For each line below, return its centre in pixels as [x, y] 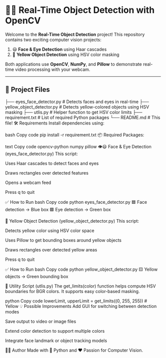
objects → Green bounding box [37, 276]
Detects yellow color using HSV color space [50, 231]
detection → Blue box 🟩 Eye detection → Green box [58, 209]
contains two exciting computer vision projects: [53, 40]
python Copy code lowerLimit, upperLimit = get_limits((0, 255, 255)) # [76, 301]
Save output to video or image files [41, 321]
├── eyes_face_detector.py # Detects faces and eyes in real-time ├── [77, 102]
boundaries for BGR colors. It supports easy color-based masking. [72, 291]
